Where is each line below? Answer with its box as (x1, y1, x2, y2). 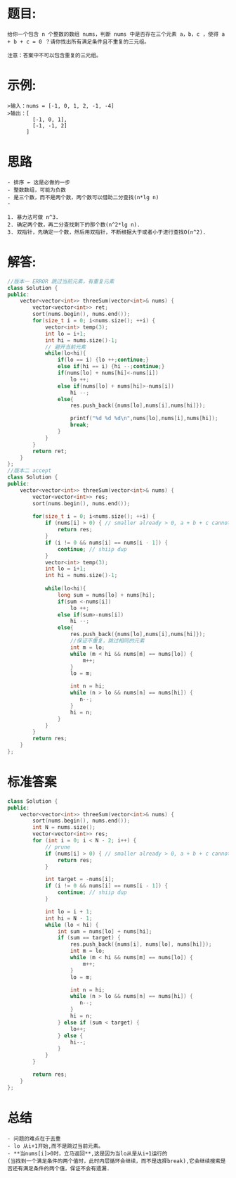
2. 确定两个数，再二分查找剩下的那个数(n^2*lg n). (7, 221, 140, 228)
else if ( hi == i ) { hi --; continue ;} (57, 363, 165, 370)
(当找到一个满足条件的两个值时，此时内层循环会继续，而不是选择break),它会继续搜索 (7, 1158, 221, 1165)
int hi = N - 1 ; (44, 915, 93, 922)
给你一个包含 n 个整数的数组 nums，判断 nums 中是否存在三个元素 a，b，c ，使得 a (7, 30, 225, 38)
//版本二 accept (7, 467, 52, 474)
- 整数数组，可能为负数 (7, 186, 67, 194)
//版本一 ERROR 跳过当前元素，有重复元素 (7, 278, 114, 285)
